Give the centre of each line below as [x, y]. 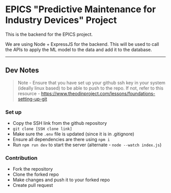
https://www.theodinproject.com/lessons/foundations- [98, 93]
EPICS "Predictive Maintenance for [81, 9]
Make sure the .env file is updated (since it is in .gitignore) [74, 134]
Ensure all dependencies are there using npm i [61, 140]
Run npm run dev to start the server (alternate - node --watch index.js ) [87, 145]
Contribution [21, 158]
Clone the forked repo [36, 175]
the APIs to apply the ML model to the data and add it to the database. [79, 49]
